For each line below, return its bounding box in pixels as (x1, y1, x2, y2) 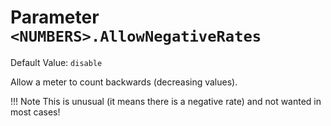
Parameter (10, 6, 100, 29)
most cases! (10, 106, 61, 118)
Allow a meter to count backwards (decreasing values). (10, 76, 238, 88)
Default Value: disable (10, 56, 103, 68)
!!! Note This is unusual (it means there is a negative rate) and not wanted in (10, 95, 322, 107)
